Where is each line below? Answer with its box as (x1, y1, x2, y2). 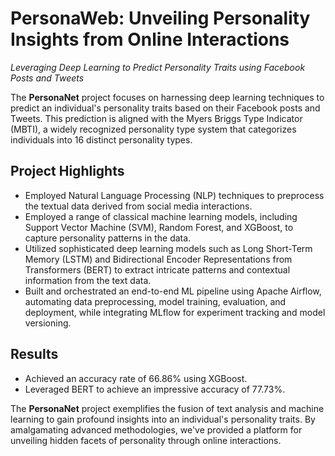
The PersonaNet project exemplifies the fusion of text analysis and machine (10, 402, 325, 414)
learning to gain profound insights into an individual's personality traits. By (10, 413, 316, 425)
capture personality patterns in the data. (24, 232, 192, 244)
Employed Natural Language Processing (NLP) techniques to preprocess (24, 189, 325, 201)
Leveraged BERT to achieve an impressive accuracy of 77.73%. (24, 383, 286, 395)
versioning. (24, 317, 72, 329)
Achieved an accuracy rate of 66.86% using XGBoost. (24, 372, 248, 384)
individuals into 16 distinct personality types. (10, 133, 193, 146)
